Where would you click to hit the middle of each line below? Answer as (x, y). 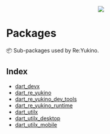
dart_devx (27, 86)
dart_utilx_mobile (36, 124)
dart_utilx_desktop (38, 118)
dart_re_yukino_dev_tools (46, 99)
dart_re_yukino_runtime (44, 105)
